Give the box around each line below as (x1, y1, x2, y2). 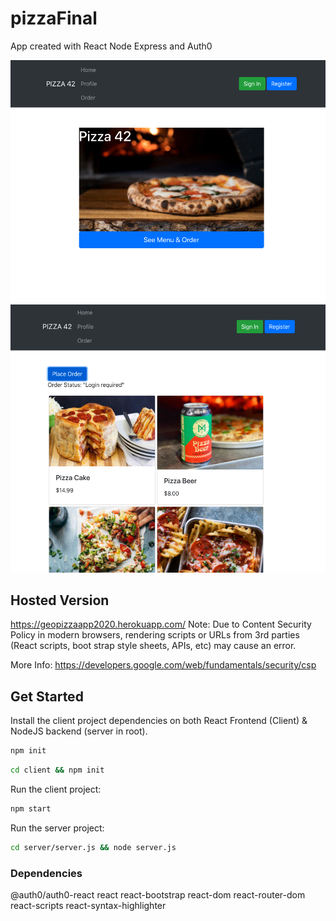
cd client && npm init (10, 765, 105, 776)
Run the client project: (10, 783, 102, 795)
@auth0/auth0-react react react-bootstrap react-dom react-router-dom (10, 889, 306, 901)
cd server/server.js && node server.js (10, 842, 177, 852)
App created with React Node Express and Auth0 (10, 40, 213, 52)
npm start (10, 803, 52, 814)
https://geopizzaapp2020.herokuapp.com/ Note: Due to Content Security (10, 618, 312, 631)
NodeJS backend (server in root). (10, 725, 148, 737)
